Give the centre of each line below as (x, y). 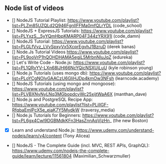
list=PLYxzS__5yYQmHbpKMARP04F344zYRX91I (62, 36)
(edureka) (123, 57)
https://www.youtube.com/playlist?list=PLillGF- (60, 104)
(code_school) (127, 25)
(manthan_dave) (130, 94)
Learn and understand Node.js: (43, 130)
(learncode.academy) (137, 78)
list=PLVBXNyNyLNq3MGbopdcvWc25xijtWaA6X (62, 94)
